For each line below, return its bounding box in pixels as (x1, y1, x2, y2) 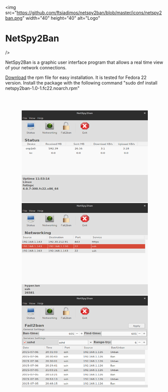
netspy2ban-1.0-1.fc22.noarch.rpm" (5, 85, 80, 91)
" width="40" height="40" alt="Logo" (22, 15, 100, 21)
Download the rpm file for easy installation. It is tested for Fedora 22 (5, 74, 147, 80)
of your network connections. (5, 64, 67, 70)
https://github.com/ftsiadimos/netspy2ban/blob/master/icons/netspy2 (17, 10, 162, 16)
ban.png (5, 15, 23, 21)
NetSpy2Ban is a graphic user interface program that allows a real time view (5, 59, 163, 65)
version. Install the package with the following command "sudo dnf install (5, 79, 158, 85)
